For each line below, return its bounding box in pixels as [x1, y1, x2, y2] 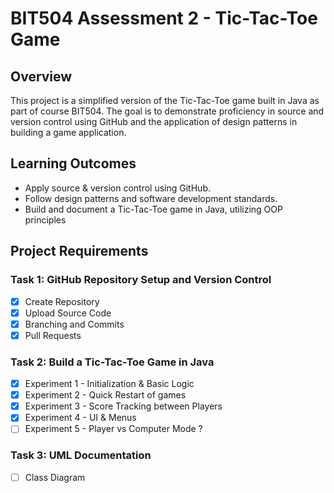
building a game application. [10, 127, 127, 138]
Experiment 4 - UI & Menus [24, 412, 137, 424]
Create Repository [24, 295, 100, 307]
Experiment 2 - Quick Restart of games [24, 389, 187, 401]
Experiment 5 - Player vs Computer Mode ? [24, 423, 203, 435]
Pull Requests [24, 329, 82, 341]
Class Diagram [24, 471, 86, 483]
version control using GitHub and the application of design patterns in [10, 116, 298, 127]
